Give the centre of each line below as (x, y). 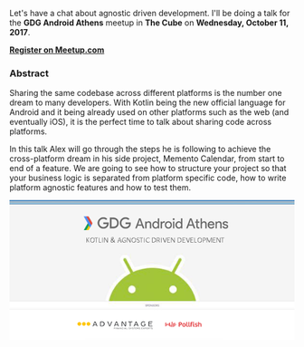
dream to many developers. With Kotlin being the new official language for (147, 102)
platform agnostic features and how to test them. (100, 188)
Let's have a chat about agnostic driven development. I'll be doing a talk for (150, 13)
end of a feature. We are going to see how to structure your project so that (148, 169)
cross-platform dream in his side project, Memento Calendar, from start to (147, 159)
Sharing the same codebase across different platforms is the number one (146, 93)
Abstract (29, 73)
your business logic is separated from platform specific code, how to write (148, 178)
